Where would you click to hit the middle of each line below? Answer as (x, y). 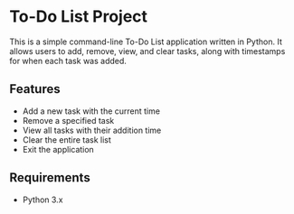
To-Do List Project (78, 17)
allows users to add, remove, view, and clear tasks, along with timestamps (147, 51)
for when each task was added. (68, 60)
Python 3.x (43, 200)
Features (35, 89)
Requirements (50, 178)
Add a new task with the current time (91, 111)
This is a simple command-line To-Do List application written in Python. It (146, 42)
